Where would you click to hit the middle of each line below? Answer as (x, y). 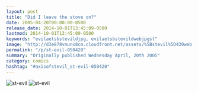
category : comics (28, 61)
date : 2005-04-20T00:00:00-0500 (46, 22)
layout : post (22, 11)
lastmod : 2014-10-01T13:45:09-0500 (50, 34)
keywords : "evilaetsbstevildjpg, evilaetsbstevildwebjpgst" (82, 39)
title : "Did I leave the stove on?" (51, 17)
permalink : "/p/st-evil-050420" (46, 50)
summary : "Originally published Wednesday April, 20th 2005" (83, 55)
